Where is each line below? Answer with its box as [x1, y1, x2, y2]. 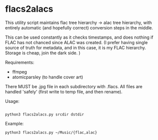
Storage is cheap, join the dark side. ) [5, 50, 81, 56]
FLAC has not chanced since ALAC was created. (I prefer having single [5, 39, 148, 45]
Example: [5, 120, 24, 126]
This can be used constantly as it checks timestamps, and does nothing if [5, 34, 154, 40]
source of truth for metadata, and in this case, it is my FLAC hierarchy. [5, 45, 146, 50]
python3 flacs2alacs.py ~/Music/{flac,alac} [5, 130, 97, 135]
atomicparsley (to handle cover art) [12, 74, 83, 80]
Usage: [5, 98, 20, 104]
